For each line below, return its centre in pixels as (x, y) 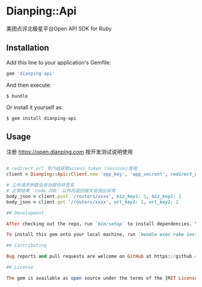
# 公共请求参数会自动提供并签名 (40, 185)
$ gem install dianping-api (41, 118)
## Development (25, 213)
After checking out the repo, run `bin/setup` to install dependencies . (99, 224)
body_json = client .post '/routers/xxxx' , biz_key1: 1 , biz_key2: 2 (94, 196)
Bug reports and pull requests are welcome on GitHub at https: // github (99, 257)
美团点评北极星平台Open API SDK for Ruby (59, 28)
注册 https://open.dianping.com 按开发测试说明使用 (70, 152)
